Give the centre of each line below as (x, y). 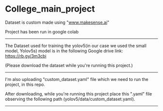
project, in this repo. (25, 84)
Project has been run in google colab (42, 32)
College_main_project (50, 9)
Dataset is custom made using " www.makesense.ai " (57, 22)
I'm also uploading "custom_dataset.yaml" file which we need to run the (77, 79)
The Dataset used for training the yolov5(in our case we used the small (76, 46)
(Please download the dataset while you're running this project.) (69, 65)
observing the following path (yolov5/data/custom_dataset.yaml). (70, 99)
